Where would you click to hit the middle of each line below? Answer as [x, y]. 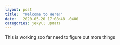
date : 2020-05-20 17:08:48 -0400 [42, 19]
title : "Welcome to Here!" [34, 14]
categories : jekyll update [33, 23]
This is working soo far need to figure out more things [60, 37]
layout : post [19, 10]
